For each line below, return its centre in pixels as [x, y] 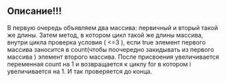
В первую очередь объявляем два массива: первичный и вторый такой [113, 27]
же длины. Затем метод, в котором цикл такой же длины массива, [105, 35]
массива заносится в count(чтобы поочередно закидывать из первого [111, 49]
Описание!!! [34, 11]
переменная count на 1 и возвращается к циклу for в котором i [99, 64]
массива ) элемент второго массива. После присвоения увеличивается [113, 57]
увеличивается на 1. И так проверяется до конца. [80, 71]
